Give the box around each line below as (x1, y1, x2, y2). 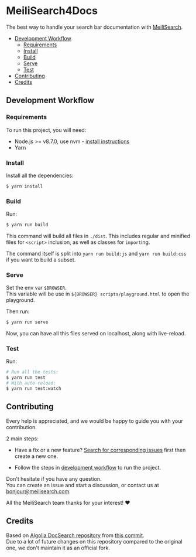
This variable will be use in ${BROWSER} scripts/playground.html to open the (6, 290, 190, 297)
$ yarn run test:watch (6, 386, 61, 392)
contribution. (6, 423, 37, 430)
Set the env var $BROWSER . (6, 284, 67, 291)
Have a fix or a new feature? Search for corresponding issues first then (14, 446, 186, 453)
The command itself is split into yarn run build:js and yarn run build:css (6, 250, 187, 257)
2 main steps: (6, 435, 39, 442)
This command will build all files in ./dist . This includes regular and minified (6, 232, 191, 239)
